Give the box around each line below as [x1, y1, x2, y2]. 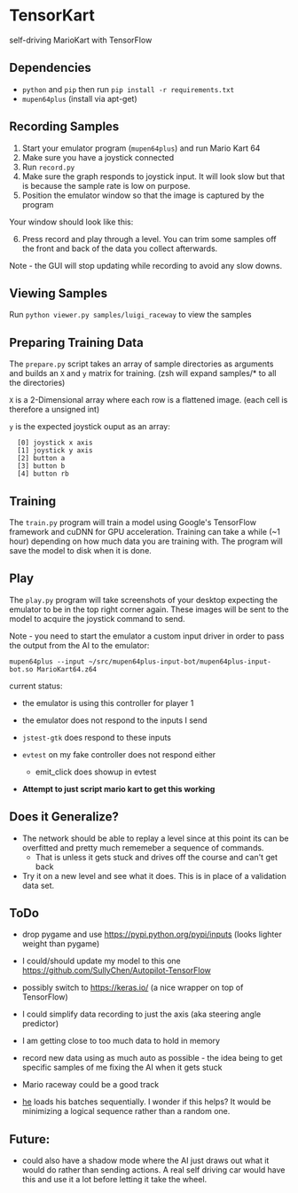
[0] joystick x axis [17, 438, 93, 448]
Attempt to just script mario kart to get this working [21, 783, 216, 794]
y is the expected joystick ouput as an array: [9, 421, 170, 432]
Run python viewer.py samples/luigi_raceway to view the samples [9, 310, 252, 320]
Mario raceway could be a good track [21, 1079, 160, 1090]
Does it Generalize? [9, 809, 120, 825]
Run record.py [21, 161, 75, 172]
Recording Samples [9, 119, 120, 134]
